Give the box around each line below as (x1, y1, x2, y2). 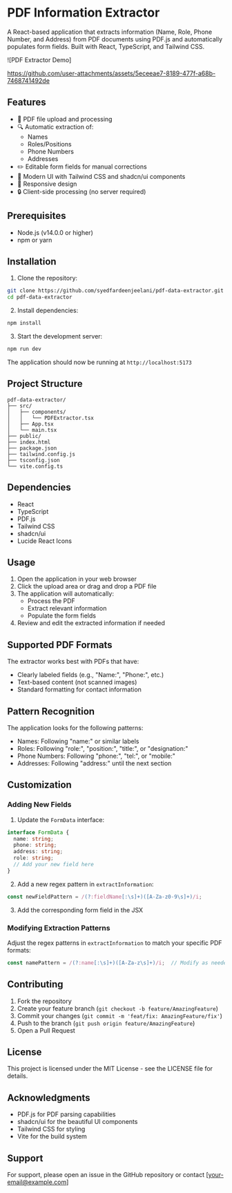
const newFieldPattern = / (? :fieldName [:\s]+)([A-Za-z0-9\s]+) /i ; (7, 893, 202, 900)
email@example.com (7, 1178, 67, 1186)
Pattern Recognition (7, 705, 95, 717)
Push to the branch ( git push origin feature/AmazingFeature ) (17, 1019, 195, 1027)
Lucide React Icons (17, 537, 72, 545)
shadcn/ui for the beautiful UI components (17, 1118, 138, 1126)
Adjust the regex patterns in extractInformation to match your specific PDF (7, 938, 222, 947)
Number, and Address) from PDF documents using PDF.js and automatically (7, 35, 223, 43)
